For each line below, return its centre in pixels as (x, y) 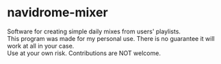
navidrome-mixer (57, 13)
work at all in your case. (41, 46)
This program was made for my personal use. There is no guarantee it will (111, 38)
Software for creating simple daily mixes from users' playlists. (94, 31)
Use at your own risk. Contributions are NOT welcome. (84, 53)
